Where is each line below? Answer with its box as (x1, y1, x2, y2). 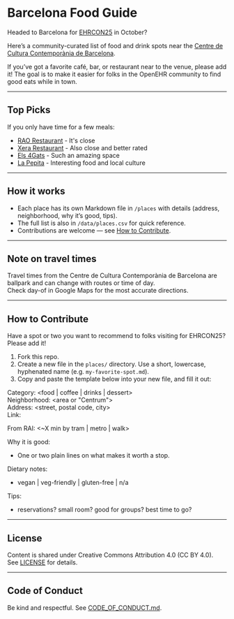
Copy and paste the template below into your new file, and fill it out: (17, 375, 212, 384)
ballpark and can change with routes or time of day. (7, 279, 155, 287)
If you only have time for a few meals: (7, 122, 115, 131)
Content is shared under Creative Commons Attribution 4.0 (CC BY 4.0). (7, 551, 214, 559)
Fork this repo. (17, 353, 59, 361)
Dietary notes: (7, 465, 48, 473)
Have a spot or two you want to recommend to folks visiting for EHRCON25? (7, 332, 226, 340)
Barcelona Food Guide (7, 5, 138, 21)
